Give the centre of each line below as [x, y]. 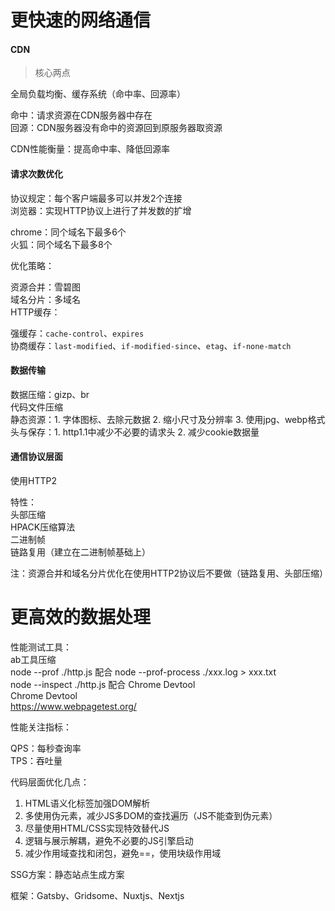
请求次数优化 [36, 173]
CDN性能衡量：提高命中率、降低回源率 [90, 149]
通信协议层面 [36, 457]
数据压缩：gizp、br [50, 394]
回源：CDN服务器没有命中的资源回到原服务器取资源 [116, 128]
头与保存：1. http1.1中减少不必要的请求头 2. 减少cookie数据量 [135, 432]
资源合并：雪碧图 [45, 287]
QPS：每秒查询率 [46, 748]
